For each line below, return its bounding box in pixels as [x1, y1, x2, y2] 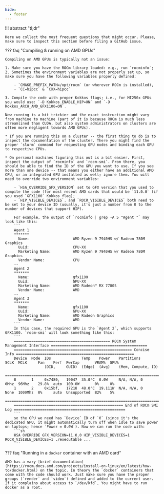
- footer [9, 12, 27, 17]
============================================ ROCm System [14, 339, 137, 344]
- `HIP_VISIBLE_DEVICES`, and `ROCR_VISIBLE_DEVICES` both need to [14, 198, 154, 203]
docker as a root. [5, 485, 42, 490]
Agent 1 [14, 227, 29, 232]
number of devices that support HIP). [5, 206, 84, 211]
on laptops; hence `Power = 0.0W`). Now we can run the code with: [5, 424, 145, 429]
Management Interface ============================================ [5, 343, 147, 348]
